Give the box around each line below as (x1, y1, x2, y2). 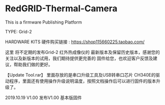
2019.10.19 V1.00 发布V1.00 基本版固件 (5, 94, 82, 101)
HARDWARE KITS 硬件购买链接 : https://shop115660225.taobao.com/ (5, 39, 145, 45)
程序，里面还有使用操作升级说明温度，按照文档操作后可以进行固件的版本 (9, 78, 156, 84)
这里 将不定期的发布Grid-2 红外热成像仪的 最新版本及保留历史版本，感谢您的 (5, 49, 160, 55)
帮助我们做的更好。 (13, 61, 53, 67)
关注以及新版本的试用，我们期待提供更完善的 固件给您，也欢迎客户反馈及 (5, 55, 153, 61)
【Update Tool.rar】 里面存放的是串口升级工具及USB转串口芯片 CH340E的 (5, 72, 156, 78)
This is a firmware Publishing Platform (5, 19, 82, 25)
